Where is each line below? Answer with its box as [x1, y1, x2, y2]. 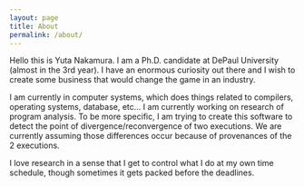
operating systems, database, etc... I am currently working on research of [9, 102, 284, 113]
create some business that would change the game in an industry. [9, 74, 256, 85]
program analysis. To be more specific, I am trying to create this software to [9, 111, 293, 123]
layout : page [9, 13, 59, 23]
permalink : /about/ [9, 30, 83, 39]
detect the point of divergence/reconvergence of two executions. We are [9, 121, 282, 132]
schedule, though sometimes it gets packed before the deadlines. [9, 167, 255, 178]
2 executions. [9, 140, 61, 151]
